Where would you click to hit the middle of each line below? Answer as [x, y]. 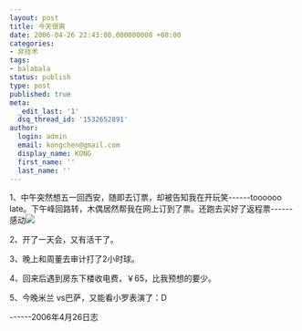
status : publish [40, 78]
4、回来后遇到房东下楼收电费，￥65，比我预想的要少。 [113, 278]
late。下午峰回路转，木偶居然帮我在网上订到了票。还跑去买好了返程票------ [151, 209]
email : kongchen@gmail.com [69, 145]
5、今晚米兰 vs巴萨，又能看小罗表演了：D [88, 298]
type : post [30, 86]
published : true [40, 94]
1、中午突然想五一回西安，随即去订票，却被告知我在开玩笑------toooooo [146, 198]
